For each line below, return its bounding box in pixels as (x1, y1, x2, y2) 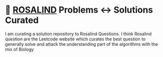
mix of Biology (5, 46, 34, 52)
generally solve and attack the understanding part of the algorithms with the (5, 41, 158, 47)
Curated (5, 15, 39, 26)
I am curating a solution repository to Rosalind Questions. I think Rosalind (5, 31, 152, 37)
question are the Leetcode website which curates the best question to (5, 36, 146, 42)
